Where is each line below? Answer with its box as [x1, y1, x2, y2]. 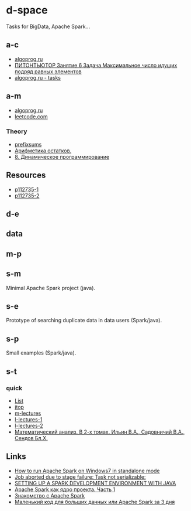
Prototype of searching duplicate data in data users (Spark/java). [6, 317, 162, 324]
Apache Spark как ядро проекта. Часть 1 [14, 486, 116, 493]
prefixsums [14, 141, 42, 148]
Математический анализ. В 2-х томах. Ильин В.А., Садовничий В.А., [14, 428, 185, 435]
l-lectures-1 [14, 415, 43, 423]
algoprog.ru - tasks [14, 74, 61, 81]
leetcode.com [14, 113, 48, 120]
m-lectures [14, 410, 41, 417]
